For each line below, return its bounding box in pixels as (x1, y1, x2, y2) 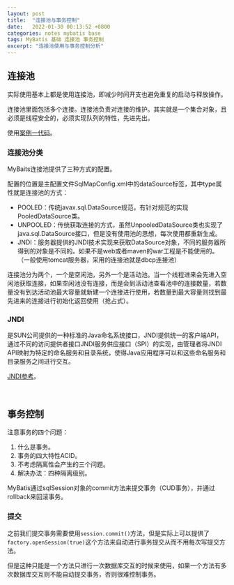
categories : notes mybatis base (7, 29, 101, 37)
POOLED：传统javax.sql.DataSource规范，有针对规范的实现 (17, 203, 189, 212)
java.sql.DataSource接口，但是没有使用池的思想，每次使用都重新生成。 (17, 230, 221, 238)
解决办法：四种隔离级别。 (17, 469, 91, 477)
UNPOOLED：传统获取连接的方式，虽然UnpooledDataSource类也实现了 (17, 221, 224, 229)
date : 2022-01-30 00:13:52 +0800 (7, 23, 111, 30)
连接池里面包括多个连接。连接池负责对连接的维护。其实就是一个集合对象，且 (7, 105, 227, 113)
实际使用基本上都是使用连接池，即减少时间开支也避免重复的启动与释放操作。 (7, 90, 227, 98)
